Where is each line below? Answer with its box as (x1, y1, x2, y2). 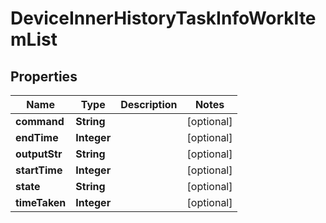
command (15, 115, 65, 128)
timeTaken (15, 196, 67, 209)
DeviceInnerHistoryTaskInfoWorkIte (10, 7, 317, 30)
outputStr (15, 147, 63, 161)
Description (120, 98, 178, 111)
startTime (15, 163, 63, 177)
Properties (10, 68, 78, 85)
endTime (15, 131, 59, 144)
